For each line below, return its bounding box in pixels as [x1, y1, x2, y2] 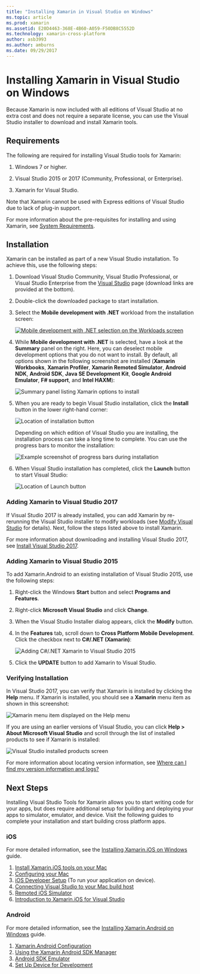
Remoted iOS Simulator [14, 889, 72, 896]
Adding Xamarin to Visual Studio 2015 [6, 557, 118, 565]
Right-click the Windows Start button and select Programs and [14, 588, 171, 595]
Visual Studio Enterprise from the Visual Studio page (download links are [14, 279, 194, 287]
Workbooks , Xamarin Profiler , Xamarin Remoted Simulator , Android [14, 364, 186, 371]
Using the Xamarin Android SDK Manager [14, 948, 117, 955]
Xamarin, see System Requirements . [6, 222, 96, 229]
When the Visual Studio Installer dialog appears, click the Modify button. [14, 617, 194, 625]
